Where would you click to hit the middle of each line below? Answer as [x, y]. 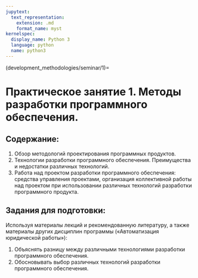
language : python [33, 45]
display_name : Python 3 [40, 39]
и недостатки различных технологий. [62, 166]
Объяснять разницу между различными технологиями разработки [100, 249]
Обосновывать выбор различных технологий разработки [87, 262]
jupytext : [18, 12]
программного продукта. [46, 191]
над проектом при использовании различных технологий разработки [103, 185]
